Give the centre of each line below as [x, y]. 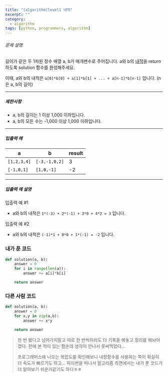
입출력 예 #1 [17, 203]
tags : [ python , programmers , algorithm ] [48, 28]
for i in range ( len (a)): [40, 269]
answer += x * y [38, 321]
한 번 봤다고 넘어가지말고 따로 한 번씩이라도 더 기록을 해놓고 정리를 [82, 340]
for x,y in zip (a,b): [36, 316]
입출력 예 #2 [17, 224]
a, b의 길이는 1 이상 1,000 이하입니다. [49, 115]
